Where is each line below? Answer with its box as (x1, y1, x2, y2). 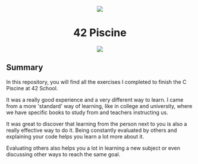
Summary (6, 62, 43, 72)
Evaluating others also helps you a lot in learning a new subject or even (6, 144, 180, 152)
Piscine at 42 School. (6, 84, 58, 92)
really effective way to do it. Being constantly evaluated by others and (6, 127, 177, 134)
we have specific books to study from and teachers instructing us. (6, 109, 168, 116)
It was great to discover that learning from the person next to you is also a (6, 120, 187, 127)
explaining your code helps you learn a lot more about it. (6, 133, 144, 140)
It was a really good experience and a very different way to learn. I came (6, 96, 184, 103)
